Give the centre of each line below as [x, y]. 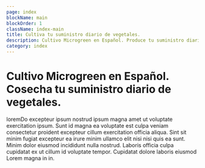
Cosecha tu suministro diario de [89, 89]
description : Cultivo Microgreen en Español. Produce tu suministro [95, 40]
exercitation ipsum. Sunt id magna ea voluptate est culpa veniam [88, 125]
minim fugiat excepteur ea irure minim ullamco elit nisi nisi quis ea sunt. [96, 139]
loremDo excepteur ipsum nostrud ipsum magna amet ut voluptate [89, 119]
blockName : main [27, 18]
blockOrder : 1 [24, 23]
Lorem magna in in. [31, 158]
